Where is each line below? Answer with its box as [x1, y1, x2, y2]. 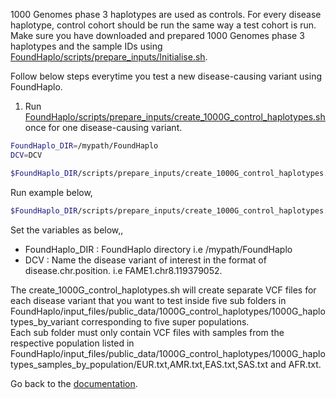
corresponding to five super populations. [81, 315, 250, 328]
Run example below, [10, 186, 93, 198]
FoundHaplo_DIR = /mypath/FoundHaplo [10, 141, 159, 151]
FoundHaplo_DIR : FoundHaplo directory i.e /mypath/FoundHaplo [24, 243, 293, 255]
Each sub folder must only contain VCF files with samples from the [10, 326, 285, 338]
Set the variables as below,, [10, 224, 124, 236]
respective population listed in [10, 337, 135, 349]
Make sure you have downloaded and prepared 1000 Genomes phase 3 [10, 30, 305, 41]
